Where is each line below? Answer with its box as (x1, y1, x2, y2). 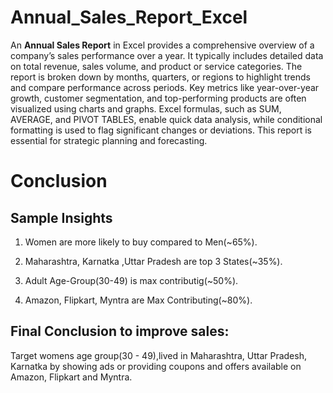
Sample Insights (10, 209, 113, 226)
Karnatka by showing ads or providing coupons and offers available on (10, 360, 302, 372)
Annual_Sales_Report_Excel (10, 6, 248, 29)
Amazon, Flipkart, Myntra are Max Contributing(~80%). (24, 294, 253, 306)
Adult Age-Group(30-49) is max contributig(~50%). (24, 274, 239, 286)
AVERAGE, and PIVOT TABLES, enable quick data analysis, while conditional (10, 113, 323, 125)
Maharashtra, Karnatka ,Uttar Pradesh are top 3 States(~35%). (24, 255, 283, 267)
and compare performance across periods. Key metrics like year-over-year (10, 81, 320, 93)
